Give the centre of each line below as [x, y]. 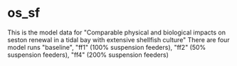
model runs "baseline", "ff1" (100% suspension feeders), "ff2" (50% [107, 47]
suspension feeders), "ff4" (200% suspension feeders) [88, 55]
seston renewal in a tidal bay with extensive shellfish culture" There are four [118, 39]
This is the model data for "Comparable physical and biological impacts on [117, 32]
